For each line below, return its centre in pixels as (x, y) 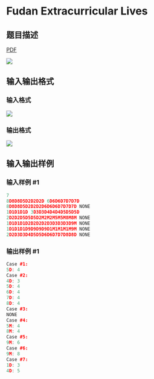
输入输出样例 (30, 164)
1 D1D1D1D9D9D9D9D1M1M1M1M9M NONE (48, 229)
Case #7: (17, 359)
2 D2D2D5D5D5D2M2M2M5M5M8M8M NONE (48, 218)
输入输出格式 (30, 82)
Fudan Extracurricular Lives (77, 11)
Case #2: (17, 275)
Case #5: (17, 337)
